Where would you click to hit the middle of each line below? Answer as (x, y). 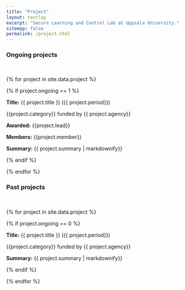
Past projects (26, 187)
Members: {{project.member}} (44, 137)
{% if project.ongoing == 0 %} (43, 223)
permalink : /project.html (38, 34)
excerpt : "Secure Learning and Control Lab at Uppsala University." (93, 23)
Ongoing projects (32, 55)
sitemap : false (25, 28)
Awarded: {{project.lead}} (38, 125)
